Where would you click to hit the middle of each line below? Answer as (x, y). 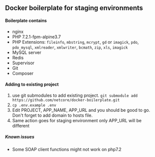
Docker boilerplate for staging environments (74, 8)
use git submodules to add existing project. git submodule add (75, 95)
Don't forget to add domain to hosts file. (52, 115)
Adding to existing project (32, 84)
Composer (23, 73)
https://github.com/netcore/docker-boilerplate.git (66, 100)
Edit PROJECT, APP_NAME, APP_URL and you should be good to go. (81, 110)
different (21, 126)
